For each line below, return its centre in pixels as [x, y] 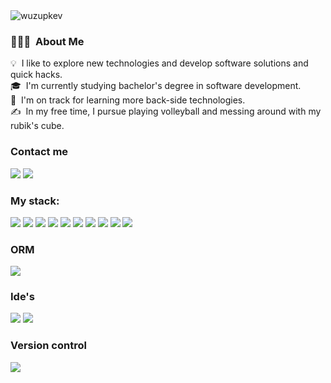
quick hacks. [36, 75]
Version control [48, 346]
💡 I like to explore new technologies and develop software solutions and [159, 63]
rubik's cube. [37, 126]
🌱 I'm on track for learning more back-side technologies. [128, 100]
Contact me [39, 152]
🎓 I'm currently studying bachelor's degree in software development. [156, 86]
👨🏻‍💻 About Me [47, 41]
